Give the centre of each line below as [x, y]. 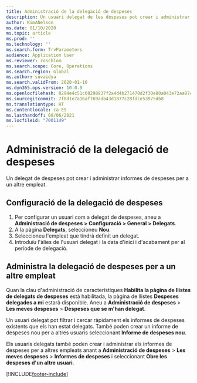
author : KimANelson [30, 22]
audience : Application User [40, 55]
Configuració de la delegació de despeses [84, 203]
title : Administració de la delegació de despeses [69, 11]
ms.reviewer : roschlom [34, 60]
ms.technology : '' [28, 45]
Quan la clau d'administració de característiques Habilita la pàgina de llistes [98, 290]
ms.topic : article [28, 33]
